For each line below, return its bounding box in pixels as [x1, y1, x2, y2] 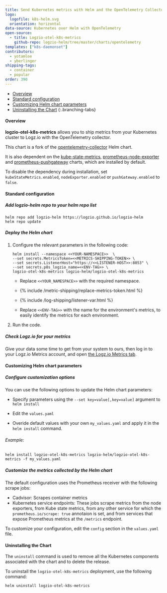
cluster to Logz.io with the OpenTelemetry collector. [5, 134, 111, 140]
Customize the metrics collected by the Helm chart [5, 467, 113, 473]
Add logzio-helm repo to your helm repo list [5, 202, 97, 208]
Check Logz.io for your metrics [5, 333, 71, 339]
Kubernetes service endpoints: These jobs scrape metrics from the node [12, 500, 162, 506]
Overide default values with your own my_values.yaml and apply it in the [12, 420, 160, 426]
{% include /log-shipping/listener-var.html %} [19, 297, 113, 303]
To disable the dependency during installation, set [5, 168, 108, 175]
